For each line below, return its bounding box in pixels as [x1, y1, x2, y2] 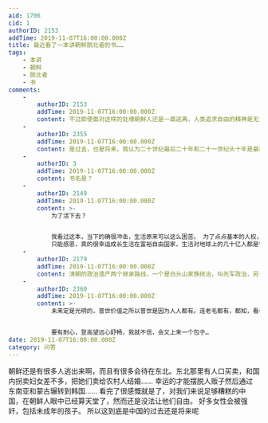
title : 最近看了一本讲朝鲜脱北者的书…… [8, 41, 124, 49]
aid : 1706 [8, 11, 41, 20]
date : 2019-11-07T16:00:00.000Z [8, 335, 116, 343]
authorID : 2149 [37, 189, 88, 198]
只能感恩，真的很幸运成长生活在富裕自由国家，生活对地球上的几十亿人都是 [50, 241, 259, 249]
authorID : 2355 [37, 130, 88, 138]
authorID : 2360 [37, 284, 88, 293]
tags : [8, 49, 26, 57]
